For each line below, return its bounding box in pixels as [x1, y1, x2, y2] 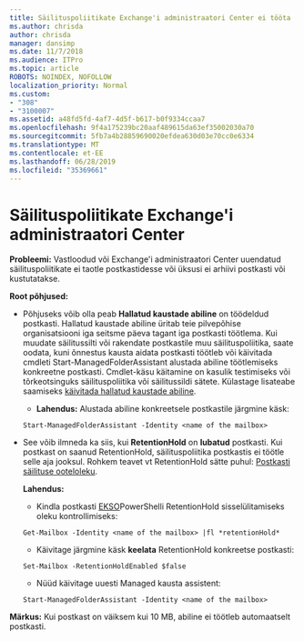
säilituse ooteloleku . [22, 466, 98, 477]
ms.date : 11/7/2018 [9, 47, 84, 56]
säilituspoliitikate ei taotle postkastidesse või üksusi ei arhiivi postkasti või [9, 264, 286, 275]
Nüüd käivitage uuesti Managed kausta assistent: [35, 578, 221, 589]
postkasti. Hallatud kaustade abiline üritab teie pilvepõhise [22, 318, 241, 329]
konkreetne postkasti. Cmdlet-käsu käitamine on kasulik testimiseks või [22, 366, 291, 377]
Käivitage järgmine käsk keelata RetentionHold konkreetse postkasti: [35, 545, 294, 556]
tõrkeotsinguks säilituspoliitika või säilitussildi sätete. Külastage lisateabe [22, 376, 296, 387]
